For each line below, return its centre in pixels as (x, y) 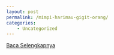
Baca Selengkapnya (31, 45)
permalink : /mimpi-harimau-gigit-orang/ (58, 17)
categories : (21, 23)
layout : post (22, 12)
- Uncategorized (37, 28)
